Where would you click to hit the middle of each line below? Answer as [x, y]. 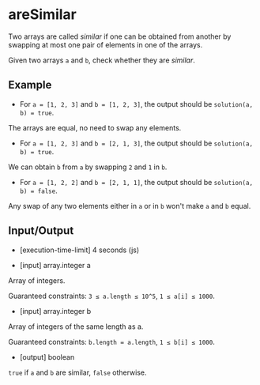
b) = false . [38, 191]
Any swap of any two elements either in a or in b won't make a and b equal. [130, 206]
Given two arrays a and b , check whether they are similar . [102, 60]
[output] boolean [47, 357]
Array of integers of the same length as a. [76, 326]
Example [30, 85]
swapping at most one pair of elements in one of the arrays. [106, 44]
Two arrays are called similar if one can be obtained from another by [120, 36]
